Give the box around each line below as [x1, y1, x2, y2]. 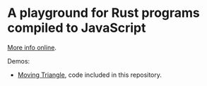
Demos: [7, 56, 30, 65]
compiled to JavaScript [7, 20, 146, 36]
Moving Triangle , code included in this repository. [17, 70, 162, 79]
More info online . [7, 43, 57, 51]
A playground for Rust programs [7, 5, 200, 21]
